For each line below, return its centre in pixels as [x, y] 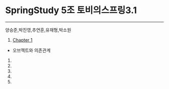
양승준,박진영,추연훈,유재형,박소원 [38, 30]
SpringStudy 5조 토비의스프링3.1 [71, 10]
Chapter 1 [22, 40]
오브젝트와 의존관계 [31, 50]
